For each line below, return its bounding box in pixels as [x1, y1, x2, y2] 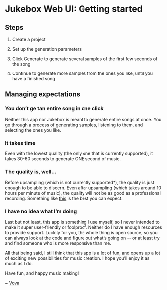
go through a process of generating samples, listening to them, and [5, 122, 143, 128]
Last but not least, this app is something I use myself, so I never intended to [5, 219, 160, 225]
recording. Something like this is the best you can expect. [5, 195, 123, 202]
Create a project [12, 36, 46, 42]
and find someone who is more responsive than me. [5, 240, 112, 246]
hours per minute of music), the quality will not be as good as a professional [5, 190, 161, 196]
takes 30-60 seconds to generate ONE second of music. [5, 155, 121, 162]
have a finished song [12, 76, 56, 81]
